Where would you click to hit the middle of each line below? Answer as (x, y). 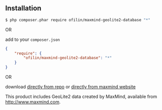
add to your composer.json (33, 39)
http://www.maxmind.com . (33, 102)
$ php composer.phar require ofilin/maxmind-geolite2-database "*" (78, 20)
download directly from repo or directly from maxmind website (70, 87)
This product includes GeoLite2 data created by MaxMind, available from (81, 97)
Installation (23, 8)
